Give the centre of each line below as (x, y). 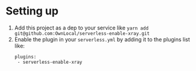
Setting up (32, 11)
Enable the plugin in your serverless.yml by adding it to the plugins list (102, 39)
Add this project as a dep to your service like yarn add (81, 28)
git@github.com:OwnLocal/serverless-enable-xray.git (82, 33)
